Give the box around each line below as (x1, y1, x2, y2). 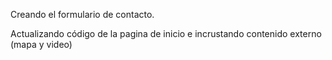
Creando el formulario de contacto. (10, 9, 155, 20)
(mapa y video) (10, 39, 73, 50)
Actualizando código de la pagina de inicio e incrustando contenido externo (10, 28, 322, 39)
